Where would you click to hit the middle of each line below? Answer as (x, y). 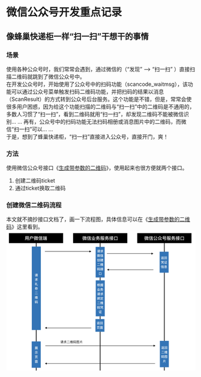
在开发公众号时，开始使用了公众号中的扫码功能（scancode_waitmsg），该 (97, 84)
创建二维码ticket (35, 181)
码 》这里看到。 (25, 227)
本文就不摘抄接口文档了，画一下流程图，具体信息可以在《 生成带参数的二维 (98, 219)
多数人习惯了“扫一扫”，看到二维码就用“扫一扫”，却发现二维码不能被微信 (95, 114)
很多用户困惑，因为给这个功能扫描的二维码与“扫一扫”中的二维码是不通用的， (100, 106)
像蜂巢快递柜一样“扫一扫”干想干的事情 (77, 36)
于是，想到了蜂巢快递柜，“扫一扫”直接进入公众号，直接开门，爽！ (88, 136)
